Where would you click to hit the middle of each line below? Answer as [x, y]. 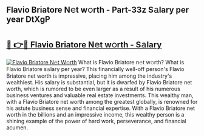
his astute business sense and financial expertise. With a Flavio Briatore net [101, 108]
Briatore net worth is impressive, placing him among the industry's [89, 76]
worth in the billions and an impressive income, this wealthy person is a [95, 114]
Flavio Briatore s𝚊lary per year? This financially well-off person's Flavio [95, 69]
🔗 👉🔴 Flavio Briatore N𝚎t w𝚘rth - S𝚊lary [84, 45]
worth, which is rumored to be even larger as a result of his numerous [93, 89]
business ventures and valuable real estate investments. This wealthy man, [100, 95]
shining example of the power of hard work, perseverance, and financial [96, 121]
